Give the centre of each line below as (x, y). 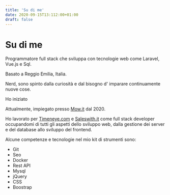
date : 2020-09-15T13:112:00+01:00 (42, 15)
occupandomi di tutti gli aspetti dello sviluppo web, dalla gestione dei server (85, 124)
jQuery (20, 177)
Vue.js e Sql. (18, 64)
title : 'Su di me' (25, 10)
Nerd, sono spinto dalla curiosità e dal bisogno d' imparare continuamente (83, 84)
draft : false (19, 19)
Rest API (22, 165)
